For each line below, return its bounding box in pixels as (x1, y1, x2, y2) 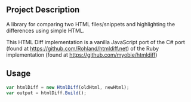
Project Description (6, 5, 80, 15)
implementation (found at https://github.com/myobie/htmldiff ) (6, 51, 158, 58)
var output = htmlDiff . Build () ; (6, 89, 87, 96)
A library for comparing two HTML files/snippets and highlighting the (6, 20, 175, 27)
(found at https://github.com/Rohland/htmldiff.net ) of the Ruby (6, 45, 159, 52)
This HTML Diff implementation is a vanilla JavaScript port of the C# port (6, 38, 185, 45)
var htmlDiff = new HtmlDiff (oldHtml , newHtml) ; (6, 84, 130, 90)
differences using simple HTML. (6, 27, 85, 34)
